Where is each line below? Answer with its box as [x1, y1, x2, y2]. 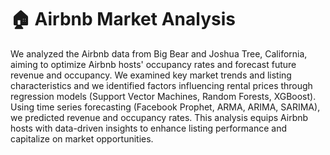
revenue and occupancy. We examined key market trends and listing [10, 69, 292, 81]
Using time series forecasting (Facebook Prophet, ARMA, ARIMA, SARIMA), [10, 101, 321, 113]
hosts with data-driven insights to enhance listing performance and [10, 122, 288, 134]
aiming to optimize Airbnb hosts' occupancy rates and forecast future [10, 58, 297, 70]
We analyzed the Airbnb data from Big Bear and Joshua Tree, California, [10, 47, 308, 60]
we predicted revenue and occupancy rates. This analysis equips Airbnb [10, 111, 309, 123]
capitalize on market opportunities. [10, 132, 154, 145]
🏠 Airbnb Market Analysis [10, 8, 236, 31]
